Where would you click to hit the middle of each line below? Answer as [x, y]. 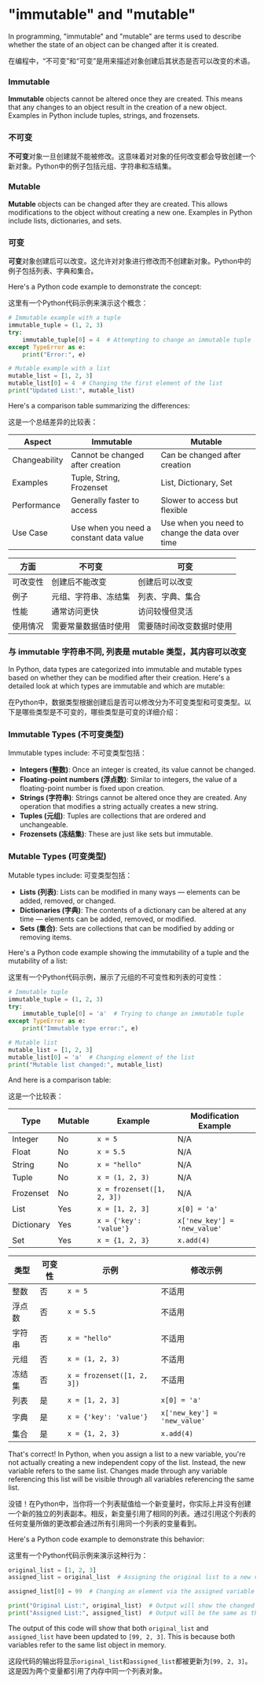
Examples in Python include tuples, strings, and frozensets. [104, 116]
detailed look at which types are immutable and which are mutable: [117, 686]
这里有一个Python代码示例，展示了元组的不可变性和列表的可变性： [116, 976]
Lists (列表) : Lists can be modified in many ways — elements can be [130, 891]
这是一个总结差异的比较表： [53, 422]
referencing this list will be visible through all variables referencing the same [131, 1479]
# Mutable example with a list [59, 369]
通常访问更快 [75, 611]
